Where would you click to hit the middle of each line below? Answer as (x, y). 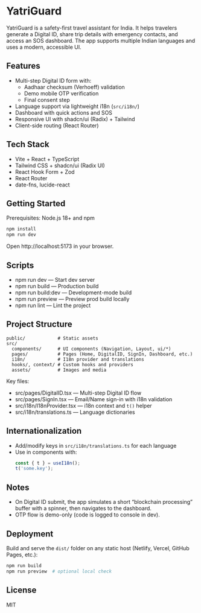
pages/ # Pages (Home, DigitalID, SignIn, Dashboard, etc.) (102, 354)
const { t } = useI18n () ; (47, 463)
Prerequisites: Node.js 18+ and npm (51, 218)
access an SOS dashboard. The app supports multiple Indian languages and (101, 40)
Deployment (30, 534)
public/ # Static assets (52, 338)
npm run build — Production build (57, 286)
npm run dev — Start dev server (55, 279)
